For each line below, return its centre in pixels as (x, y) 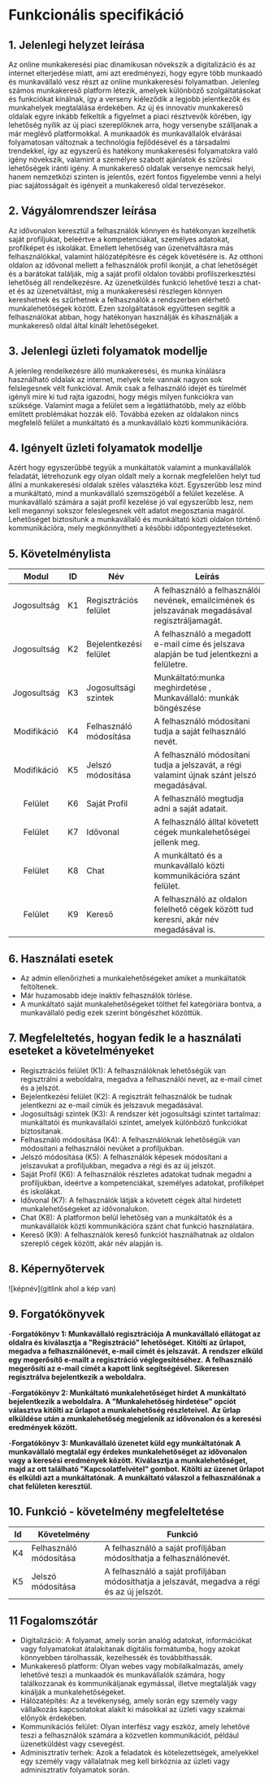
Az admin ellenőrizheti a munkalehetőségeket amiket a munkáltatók (133, 978)
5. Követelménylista (60, 553)
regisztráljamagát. (188, 621)
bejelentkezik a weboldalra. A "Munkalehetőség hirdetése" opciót (122, 1401)
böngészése (178, 708)
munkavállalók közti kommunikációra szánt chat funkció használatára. (137, 1226)
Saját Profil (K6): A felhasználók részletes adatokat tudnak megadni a (136, 1174)
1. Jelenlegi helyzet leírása (76, 45)
